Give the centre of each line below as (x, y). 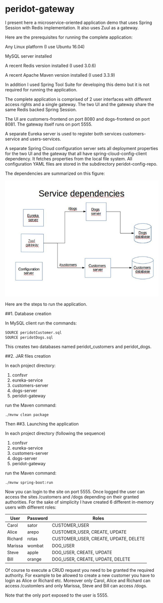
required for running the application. (41, 89)
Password (37, 518)
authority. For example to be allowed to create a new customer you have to (80, 575)
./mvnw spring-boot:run (29, 483)
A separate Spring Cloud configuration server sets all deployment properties (81, 148)
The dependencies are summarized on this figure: (55, 173)
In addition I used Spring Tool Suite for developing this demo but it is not (77, 85)
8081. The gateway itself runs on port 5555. (49, 124)
